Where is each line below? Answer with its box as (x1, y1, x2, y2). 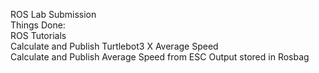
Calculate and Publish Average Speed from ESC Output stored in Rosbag (10, 51, 310, 63)
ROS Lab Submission (10, 9, 97, 20)
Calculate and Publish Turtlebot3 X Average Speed (10, 40, 219, 52)
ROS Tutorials (10, 30, 67, 41)
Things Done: (10, 19, 66, 31)
